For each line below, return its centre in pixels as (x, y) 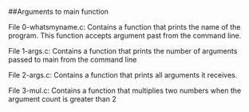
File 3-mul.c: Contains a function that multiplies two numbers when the (125, 90)
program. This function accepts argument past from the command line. (125, 36)
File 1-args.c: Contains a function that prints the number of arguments (123, 51)
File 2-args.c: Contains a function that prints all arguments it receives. (123, 75)
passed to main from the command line (73, 60)
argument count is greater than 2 (63, 99)
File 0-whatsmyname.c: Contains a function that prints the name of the (125, 27)
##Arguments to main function (59, 12)
